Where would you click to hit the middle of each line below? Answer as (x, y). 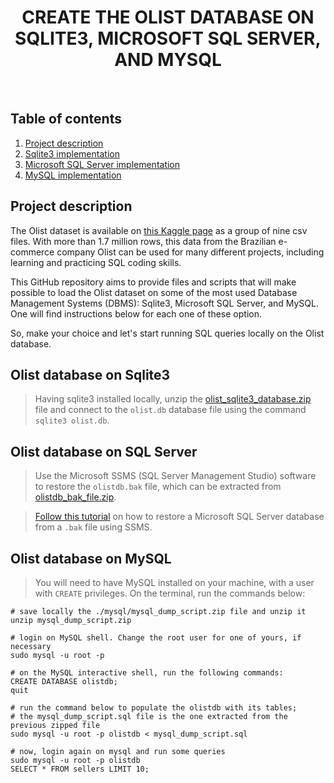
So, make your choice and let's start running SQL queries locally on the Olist (167, 333)
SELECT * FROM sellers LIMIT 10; (80, 769)
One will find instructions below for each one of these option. (136, 313)
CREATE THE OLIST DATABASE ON (168, 17)
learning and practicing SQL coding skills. (96, 262)
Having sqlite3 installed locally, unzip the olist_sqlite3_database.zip (173, 399)
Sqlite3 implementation (72, 153)
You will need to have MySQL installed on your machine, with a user (174, 582)
